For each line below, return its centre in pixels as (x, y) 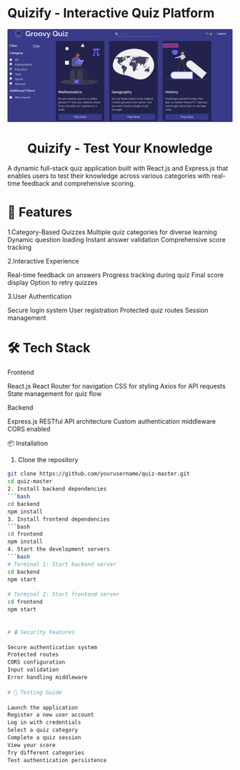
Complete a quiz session (44, 738)
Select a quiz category (43, 730)
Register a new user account (51, 715)
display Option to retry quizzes (52, 282)
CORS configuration (36, 662)
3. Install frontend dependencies (59, 519)
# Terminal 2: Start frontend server (64, 594)
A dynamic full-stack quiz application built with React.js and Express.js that (118, 168)
